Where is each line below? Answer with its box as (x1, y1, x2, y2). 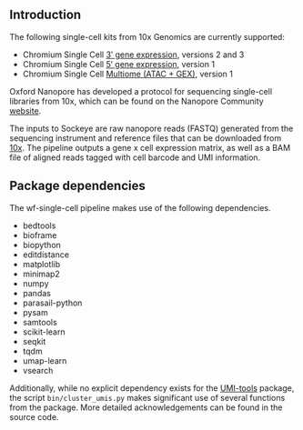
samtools (22, 316, 57, 327)
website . (9, 105, 42, 116)
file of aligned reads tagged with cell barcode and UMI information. (9, 152, 261, 163)
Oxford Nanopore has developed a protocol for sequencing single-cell (9, 85, 273, 96)
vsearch (22, 365, 54, 375)
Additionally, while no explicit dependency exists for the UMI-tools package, (9, 382, 295, 394)
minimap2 (22, 268, 61, 279)
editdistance (22, 249, 70, 260)
